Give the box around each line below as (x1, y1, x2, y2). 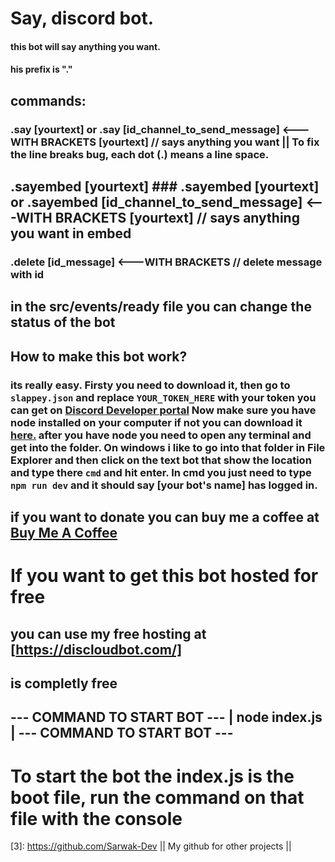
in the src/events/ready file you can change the (10, 298, 312, 316)
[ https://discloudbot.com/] (10, 641, 183, 658)
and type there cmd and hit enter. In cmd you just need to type (10, 465, 312, 479)
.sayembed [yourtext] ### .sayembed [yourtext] (10, 178, 320, 196)
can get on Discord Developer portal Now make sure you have (10, 403, 317, 417)
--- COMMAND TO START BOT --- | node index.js (10, 709, 323, 726)
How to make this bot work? (10, 348, 188, 365)
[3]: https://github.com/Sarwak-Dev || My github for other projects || (10, 840, 292, 852)
